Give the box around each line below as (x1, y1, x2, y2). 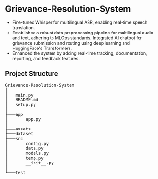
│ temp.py (5, 155, 44, 161)
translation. (12, 24, 35, 30)
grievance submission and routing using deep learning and (12, 40, 130, 46)
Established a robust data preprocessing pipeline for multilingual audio (12, 30, 154, 35)
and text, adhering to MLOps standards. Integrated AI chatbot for (12, 35, 142, 41)
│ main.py (5, 92, 34, 98)
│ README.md (5, 97, 39, 102)
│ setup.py (5, 102, 36, 107)
